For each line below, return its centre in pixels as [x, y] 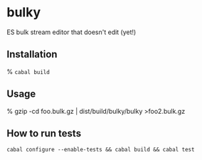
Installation [32, 54]
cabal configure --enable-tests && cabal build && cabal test [101, 150]
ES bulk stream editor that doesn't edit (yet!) [71, 32]
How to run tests [44, 133]
